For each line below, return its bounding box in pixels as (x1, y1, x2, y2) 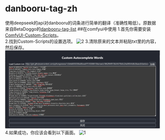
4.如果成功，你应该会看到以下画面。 (5, 129, 78, 136)
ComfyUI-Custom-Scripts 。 (5, 32, 61, 38)
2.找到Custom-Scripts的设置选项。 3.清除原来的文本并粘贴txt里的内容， (5, 38, 159, 44)
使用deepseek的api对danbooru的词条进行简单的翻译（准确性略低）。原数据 (5, 20, 156, 26)
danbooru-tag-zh (5, 3, 78, 14)
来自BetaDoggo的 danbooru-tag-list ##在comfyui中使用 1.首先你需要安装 (5, 26, 151, 32)
